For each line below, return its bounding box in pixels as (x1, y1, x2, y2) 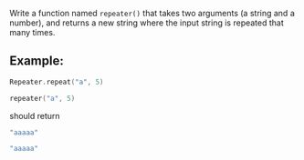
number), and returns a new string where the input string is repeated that (9, 17, 285, 28)
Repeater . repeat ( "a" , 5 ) (9, 77, 104, 86)
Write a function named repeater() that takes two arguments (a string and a (9, 8, 295, 18)
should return (9, 110, 61, 121)
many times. (9, 27, 56, 37)
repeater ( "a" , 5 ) (9, 94, 76, 103)
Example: (9, 54, 64, 69)
